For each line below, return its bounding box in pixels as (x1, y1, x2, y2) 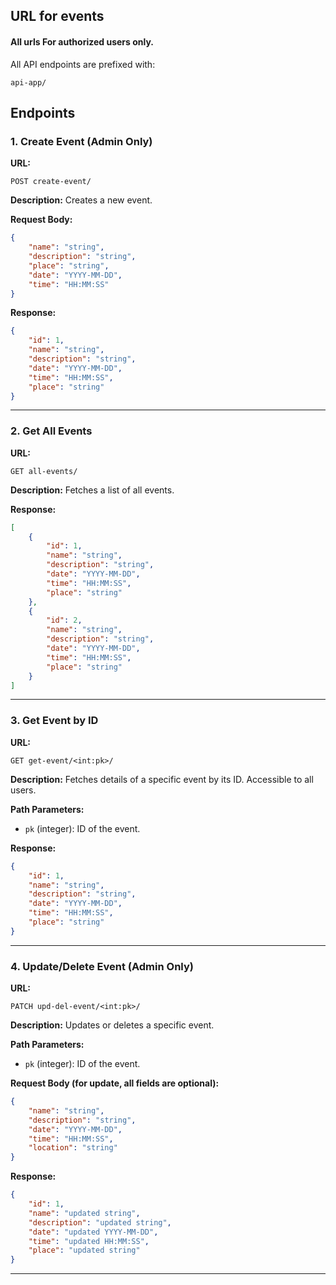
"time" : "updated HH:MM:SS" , (28, 1236, 150, 1246)
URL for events (10, 8, 105, 25)
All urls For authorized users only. (10, 35, 154, 48)
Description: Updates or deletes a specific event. (10, 1019, 215, 1031)
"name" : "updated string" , (28, 1208, 141, 1218)
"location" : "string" (28, 1143, 118, 1153)
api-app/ (10, 77, 47, 88)
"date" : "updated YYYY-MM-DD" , (28, 1227, 159, 1237)
